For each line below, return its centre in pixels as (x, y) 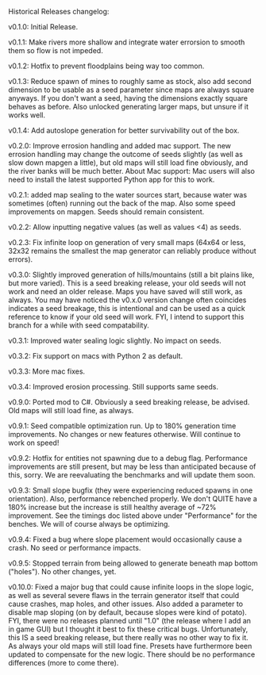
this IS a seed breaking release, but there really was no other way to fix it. (128, 637)
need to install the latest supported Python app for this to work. (112, 179)
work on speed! (34, 443)
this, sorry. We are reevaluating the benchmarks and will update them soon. (132, 475)
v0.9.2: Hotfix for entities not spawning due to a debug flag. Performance (128, 458)
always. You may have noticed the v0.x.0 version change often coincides (127, 300)
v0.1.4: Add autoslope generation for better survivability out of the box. (124, 130)
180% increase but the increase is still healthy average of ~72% (112, 507)
